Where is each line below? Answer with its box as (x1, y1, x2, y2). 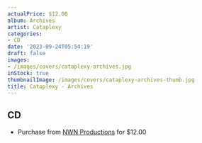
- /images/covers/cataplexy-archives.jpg (7, 63, 132, 70)
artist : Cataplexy (7, 23, 62, 30)
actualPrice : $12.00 (7, 10, 69, 18)
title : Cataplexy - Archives (7, 83, 94, 90)
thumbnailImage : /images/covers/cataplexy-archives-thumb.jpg (7, 76, 195, 84)
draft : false (7, 50, 46, 57)
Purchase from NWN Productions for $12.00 (17, 128, 147, 137)
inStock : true (7, 69, 50, 76)
